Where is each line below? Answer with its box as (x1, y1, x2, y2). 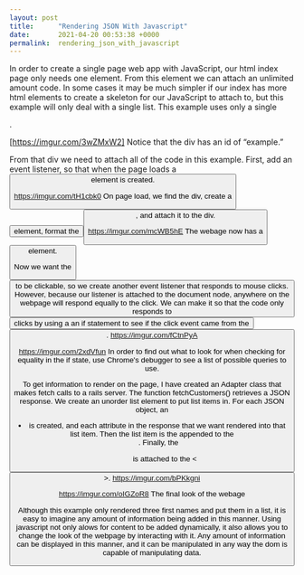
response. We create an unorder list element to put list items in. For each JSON (19, 396, 285, 406)
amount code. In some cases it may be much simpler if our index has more (9, 82, 288, 93)
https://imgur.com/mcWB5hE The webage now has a (87, 227, 264, 236)
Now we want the (14, 261, 72, 271)
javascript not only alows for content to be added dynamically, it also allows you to (15, 522, 289, 532)
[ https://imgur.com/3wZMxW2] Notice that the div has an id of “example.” (9, 137, 284, 147)
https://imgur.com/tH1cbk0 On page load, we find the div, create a (14, 191, 233, 201)
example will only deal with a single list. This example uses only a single (9, 101, 278, 113)
